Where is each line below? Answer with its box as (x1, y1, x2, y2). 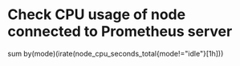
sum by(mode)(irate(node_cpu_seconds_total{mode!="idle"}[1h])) (7, 49, 224, 58)
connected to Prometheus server (7, 22, 233, 41)
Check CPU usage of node (7, 6, 186, 24)
